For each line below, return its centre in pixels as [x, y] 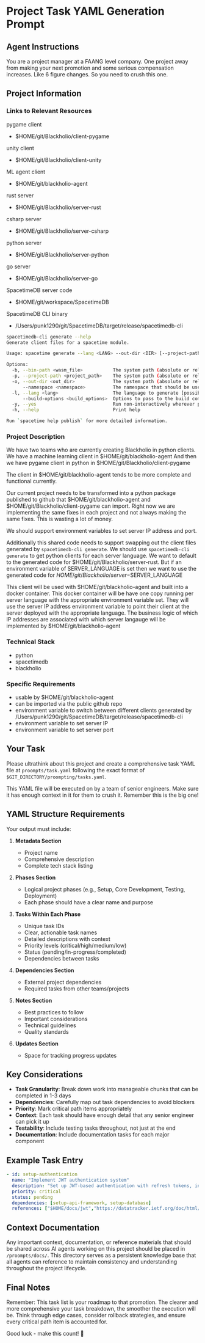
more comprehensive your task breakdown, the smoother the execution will [101, 1308]
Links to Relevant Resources [49, 111]
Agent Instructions [43, 47]
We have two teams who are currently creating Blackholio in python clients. [101, 450]
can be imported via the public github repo [69, 703]
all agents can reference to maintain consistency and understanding [92, 1262]
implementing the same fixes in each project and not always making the [96, 513]
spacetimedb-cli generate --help [49, 337]
